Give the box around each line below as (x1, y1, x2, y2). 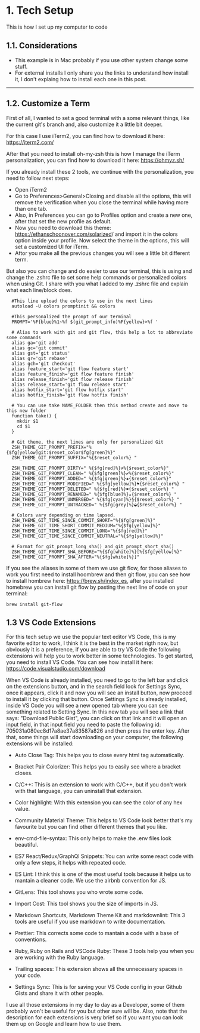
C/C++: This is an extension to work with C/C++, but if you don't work (14, 781, 187, 788)
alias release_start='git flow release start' (11, 382, 129, 388)
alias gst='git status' (11, 350, 70, 356)
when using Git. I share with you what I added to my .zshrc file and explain (6, 280, 189, 287)
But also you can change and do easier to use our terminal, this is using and (6, 267, 192, 275)
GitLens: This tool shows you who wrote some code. (14, 888, 144, 896)
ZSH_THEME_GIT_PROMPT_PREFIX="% (11, 444, 92, 450)
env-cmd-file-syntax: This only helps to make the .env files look (14, 835, 171, 842)
